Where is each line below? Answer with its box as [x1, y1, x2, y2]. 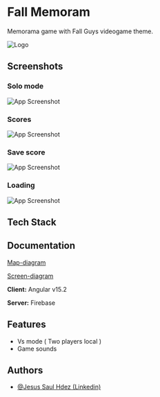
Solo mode [7, 81, 44, 91]
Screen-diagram [7, 272, 54, 280]
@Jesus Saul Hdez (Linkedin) [17, 382, 101, 391]
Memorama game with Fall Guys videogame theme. [7, 27, 154, 35]
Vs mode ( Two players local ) [17, 337, 102, 345]
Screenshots [7, 60, 63, 73]
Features [7, 319, 46, 330]
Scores [7, 114, 32, 124]
